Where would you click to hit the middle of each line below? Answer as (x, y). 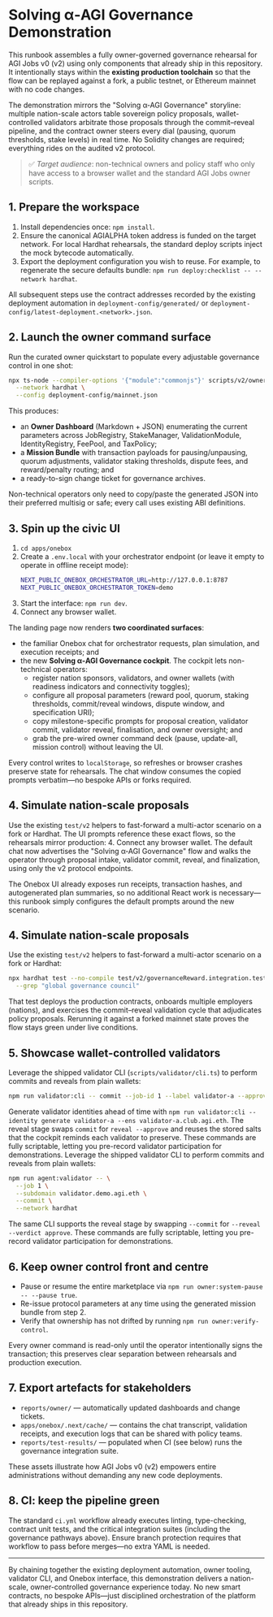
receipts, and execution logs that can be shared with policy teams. (131, 1433)
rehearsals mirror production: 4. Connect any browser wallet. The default (131, 842)
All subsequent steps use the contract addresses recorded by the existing (132, 294)
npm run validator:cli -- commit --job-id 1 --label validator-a (121, 1096)
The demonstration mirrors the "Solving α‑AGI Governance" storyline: (125, 105)
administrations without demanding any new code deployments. (116, 1475)
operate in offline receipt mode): (74, 565)
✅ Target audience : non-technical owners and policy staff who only (142, 163)
